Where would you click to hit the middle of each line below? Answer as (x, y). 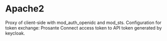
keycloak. (15, 33)
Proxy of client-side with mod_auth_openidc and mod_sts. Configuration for (83, 22)
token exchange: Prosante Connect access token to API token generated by (83, 27)
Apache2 (25, 9)
